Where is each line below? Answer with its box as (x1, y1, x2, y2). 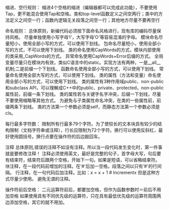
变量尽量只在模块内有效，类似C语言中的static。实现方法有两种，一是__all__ (5, 60, 161, 65)
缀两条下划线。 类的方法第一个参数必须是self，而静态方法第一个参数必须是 (5, 104, 160, 110)
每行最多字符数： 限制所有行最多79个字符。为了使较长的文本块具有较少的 (5, 121, 158, 127)
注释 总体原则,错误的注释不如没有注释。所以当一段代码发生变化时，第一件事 (5, 144, 162, 150)
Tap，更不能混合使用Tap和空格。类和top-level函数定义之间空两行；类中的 (5, 11, 159, 17)
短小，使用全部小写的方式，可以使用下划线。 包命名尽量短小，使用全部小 (9, 40, 161, 47)
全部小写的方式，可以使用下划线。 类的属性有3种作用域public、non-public (9, 78, 164, 85)
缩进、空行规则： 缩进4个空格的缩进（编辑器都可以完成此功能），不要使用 (5, 5, 157, 10)
